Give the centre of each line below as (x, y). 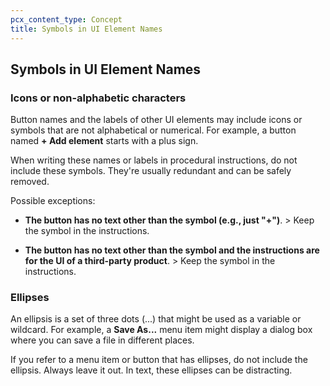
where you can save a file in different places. (102, 340)
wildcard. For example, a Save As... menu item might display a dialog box (161, 330)
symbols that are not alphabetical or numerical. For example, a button (153, 130)
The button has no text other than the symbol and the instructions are (172, 250)
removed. (30, 182)
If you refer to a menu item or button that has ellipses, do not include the (159, 360)
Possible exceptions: (53, 201)
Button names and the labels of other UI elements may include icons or (156, 120)
